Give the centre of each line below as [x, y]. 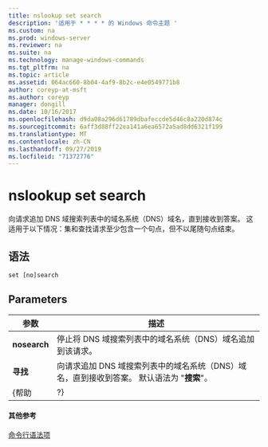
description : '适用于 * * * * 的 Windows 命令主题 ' [93, 23]
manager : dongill [37, 104]
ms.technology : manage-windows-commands [77, 61]
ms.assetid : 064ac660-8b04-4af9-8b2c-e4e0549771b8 [94, 82]
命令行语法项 [29, 435]
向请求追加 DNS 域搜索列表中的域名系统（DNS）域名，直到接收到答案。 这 [131, 219]
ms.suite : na [30, 53]
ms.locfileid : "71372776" [51, 156]
